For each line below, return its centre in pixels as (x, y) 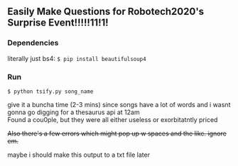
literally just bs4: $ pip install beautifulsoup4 (77, 58)
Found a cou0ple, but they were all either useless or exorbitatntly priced (113, 119)
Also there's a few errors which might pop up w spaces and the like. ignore (117, 133)
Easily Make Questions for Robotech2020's (106, 12)
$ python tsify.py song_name (50, 92)
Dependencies (33, 43)
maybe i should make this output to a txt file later (79, 155)
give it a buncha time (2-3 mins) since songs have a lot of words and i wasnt (119, 104)
